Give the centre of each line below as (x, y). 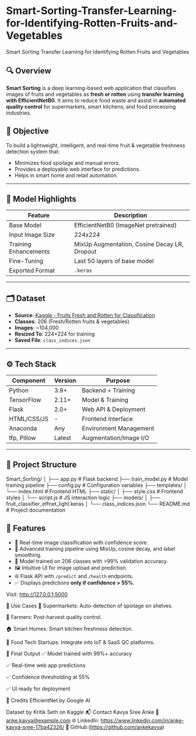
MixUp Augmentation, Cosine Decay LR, (129, 244)
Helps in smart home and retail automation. (66, 175)
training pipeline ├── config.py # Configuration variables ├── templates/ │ (97, 485)
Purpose (118, 380)
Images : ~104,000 (37, 328)
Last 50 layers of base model (114, 261)
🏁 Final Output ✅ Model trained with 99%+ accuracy (69, 654)
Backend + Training (108, 390)
